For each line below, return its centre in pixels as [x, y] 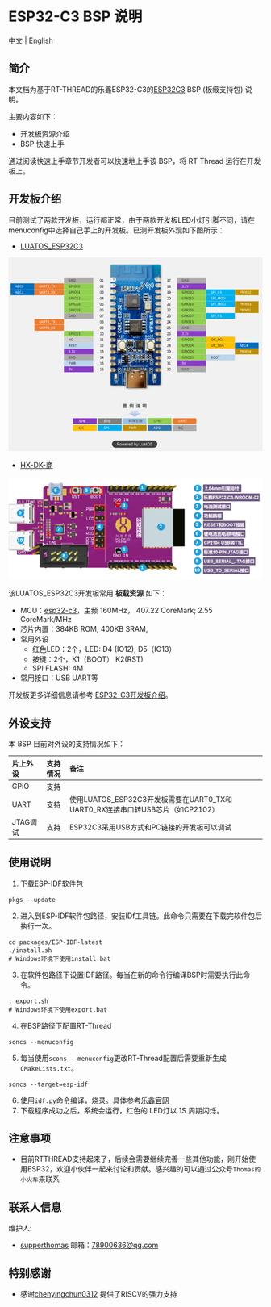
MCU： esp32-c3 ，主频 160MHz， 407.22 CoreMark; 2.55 [116, 611]
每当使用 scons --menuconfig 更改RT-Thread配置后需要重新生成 [123, 1058]
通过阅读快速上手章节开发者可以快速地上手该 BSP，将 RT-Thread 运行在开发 [135, 161]
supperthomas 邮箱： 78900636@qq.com [89, 1245]
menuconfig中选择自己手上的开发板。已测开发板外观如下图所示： [117, 230]
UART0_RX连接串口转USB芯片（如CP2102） [144, 810]
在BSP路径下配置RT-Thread [66, 1025]
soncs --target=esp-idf [48, 1084]
